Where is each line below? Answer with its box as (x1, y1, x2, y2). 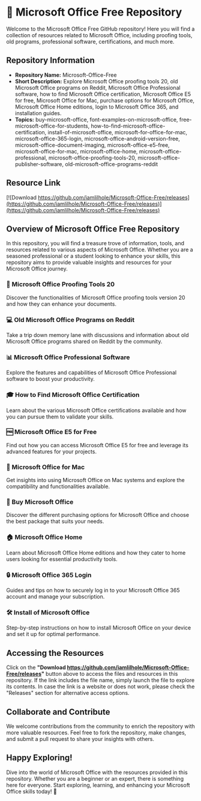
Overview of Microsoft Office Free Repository (6, 224, 180, 234)
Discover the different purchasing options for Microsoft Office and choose (6, 511, 190, 519)
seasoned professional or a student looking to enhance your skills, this (6, 252, 181, 260)
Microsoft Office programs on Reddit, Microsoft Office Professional (14, 84, 181, 91)
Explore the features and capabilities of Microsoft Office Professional (6, 369, 177, 377)
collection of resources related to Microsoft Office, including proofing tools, (6, 31, 193, 38)
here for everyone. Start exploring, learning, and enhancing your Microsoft (6, 781, 190, 788)
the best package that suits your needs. (6, 518, 104, 525)
